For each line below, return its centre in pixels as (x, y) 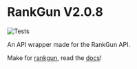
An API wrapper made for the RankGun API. (69, 44)
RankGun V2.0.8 (55, 12)
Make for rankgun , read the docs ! (54, 58)
